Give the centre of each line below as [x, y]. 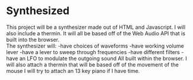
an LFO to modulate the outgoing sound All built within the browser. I [103, 58]
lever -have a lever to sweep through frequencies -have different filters [93, 52]
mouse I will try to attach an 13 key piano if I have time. [73, 71]
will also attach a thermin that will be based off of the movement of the [93, 64]
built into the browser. [33, 39]
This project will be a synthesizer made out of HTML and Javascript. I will [96, 27]
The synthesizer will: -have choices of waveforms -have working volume [95, 46]
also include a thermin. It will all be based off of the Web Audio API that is [96, 33]
